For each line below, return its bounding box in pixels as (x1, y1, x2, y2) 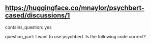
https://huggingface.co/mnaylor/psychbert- (5, 4, 145, 12)
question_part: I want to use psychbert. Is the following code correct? (5, 33, 146, 39)
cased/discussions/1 (5, 12, 70, 20)
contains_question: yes (5, 24, 52, 30)
